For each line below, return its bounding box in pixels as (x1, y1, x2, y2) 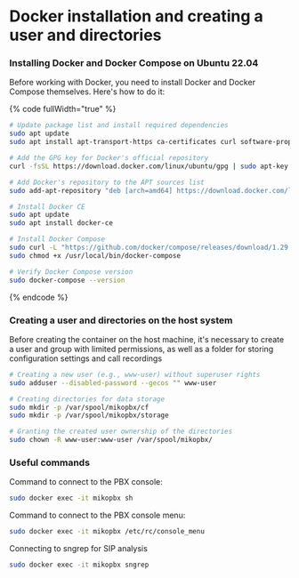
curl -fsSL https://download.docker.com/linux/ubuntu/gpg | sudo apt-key (9, 162, 289, 171)
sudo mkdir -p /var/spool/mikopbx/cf (9, 403, 149, 412)
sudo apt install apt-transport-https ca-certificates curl (9, 138, 238, 147)
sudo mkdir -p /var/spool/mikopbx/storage (9, 411, 169, 420)
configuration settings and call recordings (9, 353, 163, 364)
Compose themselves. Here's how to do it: (9, 86, 166, 97)
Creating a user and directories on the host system (9, 314, 233, 326)
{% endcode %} (9, 292, 69, 302)
